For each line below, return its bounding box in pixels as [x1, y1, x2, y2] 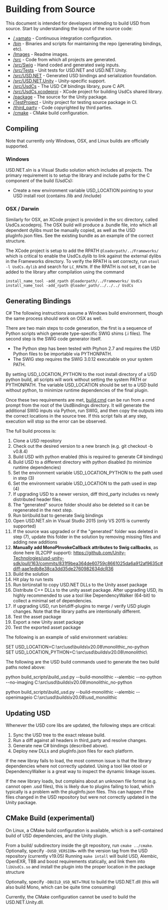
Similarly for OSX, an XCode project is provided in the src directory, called [5, 217, 158, 223]
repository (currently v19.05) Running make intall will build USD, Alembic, [5, 853, 158, 859]
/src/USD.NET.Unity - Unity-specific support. [12, 78, 106, 84]
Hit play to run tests [12, 576, 53, 583]
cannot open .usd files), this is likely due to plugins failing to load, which [5, 783, 154, 789]
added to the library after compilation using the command [5, 269, 124, 275]
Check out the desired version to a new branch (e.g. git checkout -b [12, 443, 153, 449]
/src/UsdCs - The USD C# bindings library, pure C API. [12, 83, 125, 89]
